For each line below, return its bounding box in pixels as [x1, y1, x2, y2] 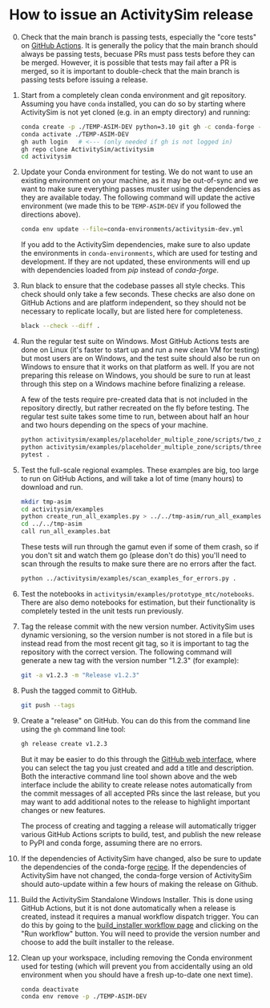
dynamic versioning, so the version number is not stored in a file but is [20, 629, 253, 639]
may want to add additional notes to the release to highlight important [20, 796, 251, 807]
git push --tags [20, 701, 75, 709]
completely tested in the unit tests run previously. [20, 605, 183, 615]
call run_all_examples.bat [20, 528, 111, 536]
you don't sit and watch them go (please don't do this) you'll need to [20, 551, 247, 561]
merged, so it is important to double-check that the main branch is [20, 66, 240, 75]
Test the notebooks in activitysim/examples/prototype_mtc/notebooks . [20, 589, 255, 598]
